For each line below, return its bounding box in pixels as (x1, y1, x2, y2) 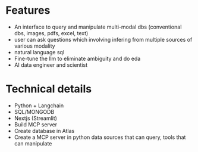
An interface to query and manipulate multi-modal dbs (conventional (14, 23, 182, 30)
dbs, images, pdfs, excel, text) (14, 29, 89, 36)
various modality (14, 42, 55, 49)
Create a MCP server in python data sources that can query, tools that (14, 134, 186, 141)
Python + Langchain (14, 102, 64, 109)
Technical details (5, 82, 92, 96)
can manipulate (14, 139, 52, 147)
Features (5, 4, 51, 17)
